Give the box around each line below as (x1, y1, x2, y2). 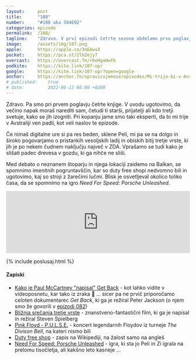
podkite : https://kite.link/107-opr (6, 63, 103, 69)
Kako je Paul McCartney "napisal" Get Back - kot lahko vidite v (14, 284, 165, 291)
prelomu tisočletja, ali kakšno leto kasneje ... (14, 346, 121, 354)
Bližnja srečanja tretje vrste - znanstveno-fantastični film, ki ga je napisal (14, 309, 190, 316)
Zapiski (6, 271, 24, 278)
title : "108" (6, 14, 51, 20)
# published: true (6, 80, 59, 85)
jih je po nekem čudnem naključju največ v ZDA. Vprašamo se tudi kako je (6, 143, 183, 150)
